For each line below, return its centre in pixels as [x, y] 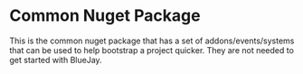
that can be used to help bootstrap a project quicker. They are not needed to [151, 50]
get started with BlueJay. [56, 60]
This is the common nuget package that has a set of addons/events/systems [152, 41]
